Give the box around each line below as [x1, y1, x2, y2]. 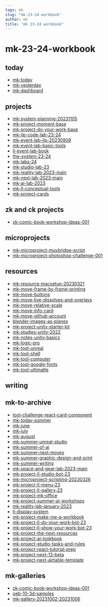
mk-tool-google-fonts [12, 361, 58, 367]
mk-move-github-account [12, 313, 66, 319]
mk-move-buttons [12, 291, 50, 297]
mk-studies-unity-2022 [12, 329, 61, 335]
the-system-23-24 [12, 153, 51, 159]
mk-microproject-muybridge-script [12, 247, 85, 253]
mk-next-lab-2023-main [12, 175, 63, 181]
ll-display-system [12, 508, 49, 514]
